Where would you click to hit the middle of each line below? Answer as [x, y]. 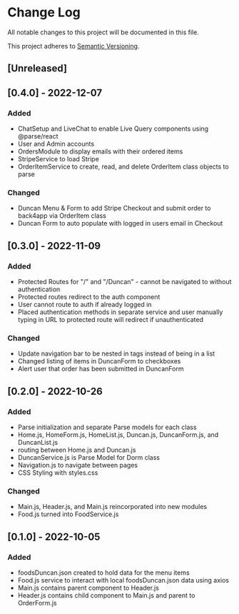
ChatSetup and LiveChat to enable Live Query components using [113, 129]
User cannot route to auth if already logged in [85, 305]
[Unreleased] [37, 69]
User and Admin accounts [56, 144]
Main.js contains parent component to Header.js [88, 588]
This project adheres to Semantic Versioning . [73, 46]
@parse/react [38, 136]
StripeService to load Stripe [59, 159]
